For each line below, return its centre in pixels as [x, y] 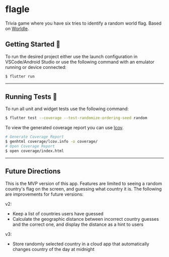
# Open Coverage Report [30, 146]
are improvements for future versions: [45, 194]
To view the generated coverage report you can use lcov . [65, 128]
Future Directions [33, 171]
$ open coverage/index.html [35, 151]
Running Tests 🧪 [31, 97]
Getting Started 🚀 [33, 45]
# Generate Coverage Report [35, 137]
